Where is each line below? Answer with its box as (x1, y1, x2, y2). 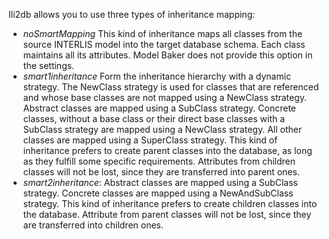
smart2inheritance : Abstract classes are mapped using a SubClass (22, 177, 298, 188)
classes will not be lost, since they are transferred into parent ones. (22, 166, 300, 178)
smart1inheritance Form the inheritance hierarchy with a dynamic (22, 70, 292, 82)
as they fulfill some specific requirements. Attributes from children (22, 155, 296, 167)
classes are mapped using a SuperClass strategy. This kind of (22, 134, 278, 146)
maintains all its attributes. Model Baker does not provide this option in (22, 49, 313, 61)
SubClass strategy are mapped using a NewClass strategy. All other (22, 124, 303, 135)
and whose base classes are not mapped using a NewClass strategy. (22, 92, 308, 103)
